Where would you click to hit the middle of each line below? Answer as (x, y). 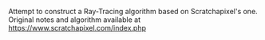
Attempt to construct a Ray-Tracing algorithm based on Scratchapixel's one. (133, 11)
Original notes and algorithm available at (75, 20)
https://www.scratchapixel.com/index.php (77, 28)
